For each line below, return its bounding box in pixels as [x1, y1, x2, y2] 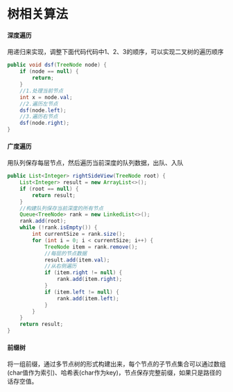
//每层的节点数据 [44, 250, 87, 257]
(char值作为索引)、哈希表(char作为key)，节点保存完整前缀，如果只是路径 [7, 368, 216, 377]
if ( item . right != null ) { [44, 269, 123, 276]
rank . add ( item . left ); [56, 295, 119, 302]
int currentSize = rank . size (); [32, 230, 126, 238]
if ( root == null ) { [19, 185, 79, 192]
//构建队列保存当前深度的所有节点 [19, 205, 104, 212]
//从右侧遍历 [44, 263, 77, 270]
